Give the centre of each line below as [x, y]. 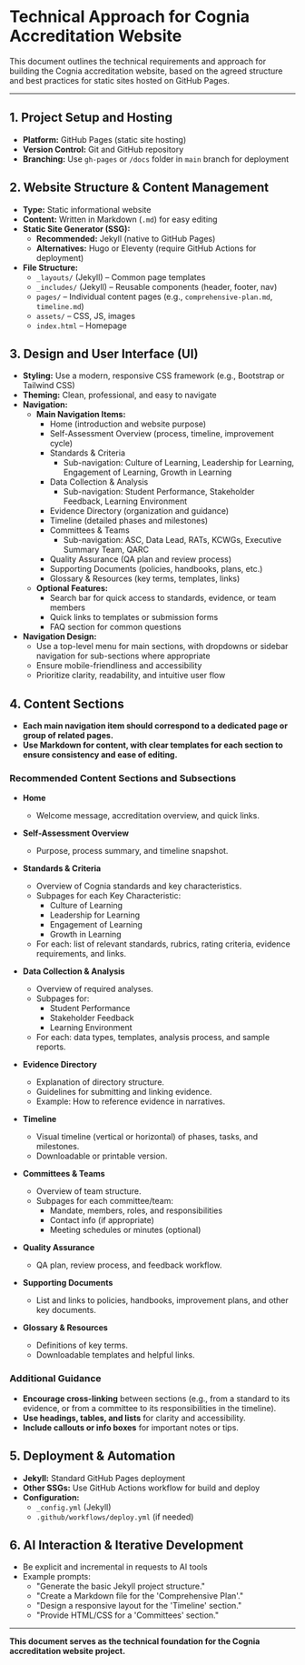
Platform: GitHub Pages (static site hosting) [104, 139]
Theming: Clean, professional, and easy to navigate [119, 395]
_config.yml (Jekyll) [74, 1507]
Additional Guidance [55, 1379]
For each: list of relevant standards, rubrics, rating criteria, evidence [163, 944]
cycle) [61, 444]
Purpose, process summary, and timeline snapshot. [132, 851]
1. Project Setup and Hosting [91, 118]
